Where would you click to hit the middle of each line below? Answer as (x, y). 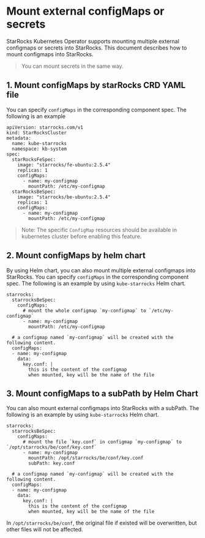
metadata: (19, 138)
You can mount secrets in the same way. (72, 66)
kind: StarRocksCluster (37, 133)
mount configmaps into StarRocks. (50, 54)
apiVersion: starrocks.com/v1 (45, 127)
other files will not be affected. (45, 529)
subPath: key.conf (52, 463)
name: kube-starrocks (39, 143)
